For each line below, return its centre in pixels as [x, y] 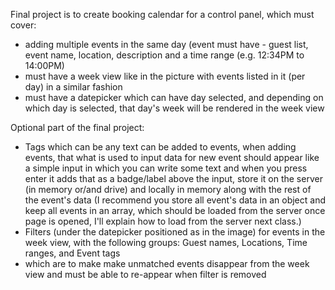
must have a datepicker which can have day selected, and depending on [174, 97]
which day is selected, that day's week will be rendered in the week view [174, 108]
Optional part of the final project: [77, 127]
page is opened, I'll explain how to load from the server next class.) [163, 221]
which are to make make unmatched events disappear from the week [167, 263]
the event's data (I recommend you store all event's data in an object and [175, 200]
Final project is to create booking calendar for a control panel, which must [162, 14]
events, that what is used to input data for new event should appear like [172, 157]
